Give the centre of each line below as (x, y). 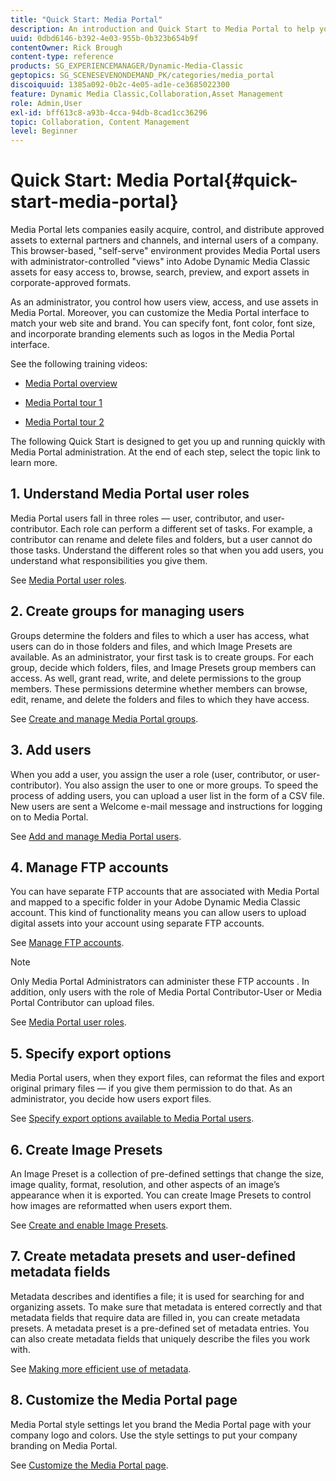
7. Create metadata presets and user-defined (153, 1256)
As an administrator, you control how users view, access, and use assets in (164, 302)
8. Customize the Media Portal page (124, 1400)
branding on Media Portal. (64, 1445)
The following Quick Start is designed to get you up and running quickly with (168, 442)
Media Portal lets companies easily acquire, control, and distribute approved (167, 230)
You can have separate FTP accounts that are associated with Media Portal (165, 892)
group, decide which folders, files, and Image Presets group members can (163, 667)
